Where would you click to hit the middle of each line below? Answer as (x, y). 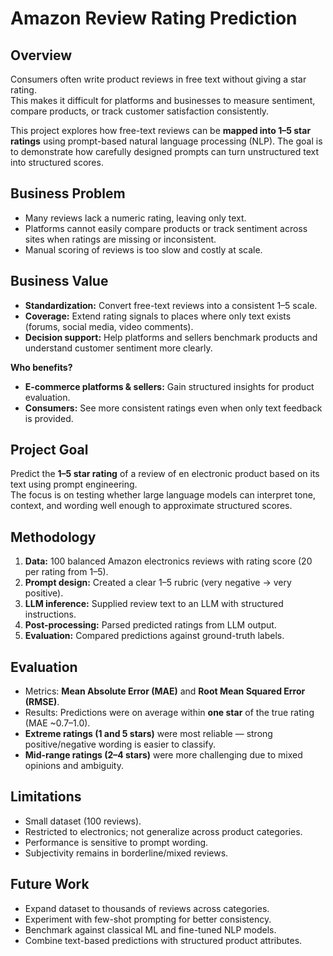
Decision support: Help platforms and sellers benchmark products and (171, 337)
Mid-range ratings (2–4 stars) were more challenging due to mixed (163, 755)
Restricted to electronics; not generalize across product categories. (163, 831)
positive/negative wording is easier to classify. (120, 744)
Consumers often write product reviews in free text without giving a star (158, 79)
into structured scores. (57, 162)
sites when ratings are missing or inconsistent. (120, 239)
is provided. (49, 418)
